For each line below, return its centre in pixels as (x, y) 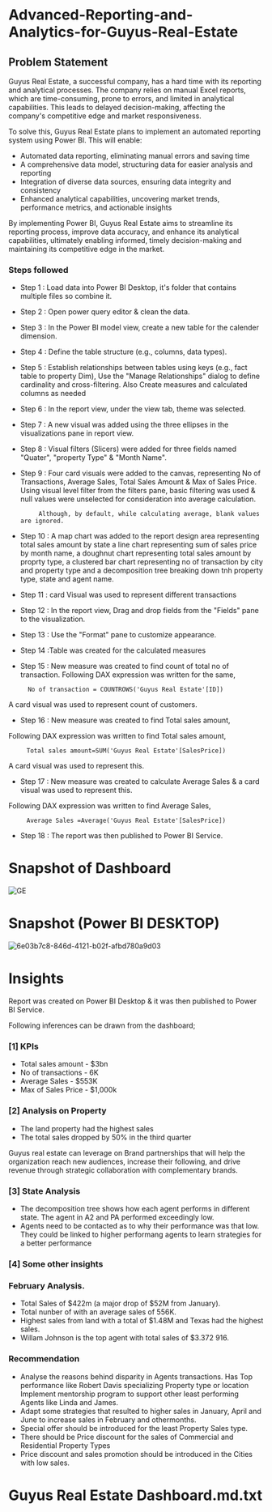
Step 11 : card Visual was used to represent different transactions (128, 595)
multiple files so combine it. (66, 296)
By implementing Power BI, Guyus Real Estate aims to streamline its (121, 223)
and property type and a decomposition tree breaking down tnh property (141, 571)
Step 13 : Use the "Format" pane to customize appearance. (118, 635)
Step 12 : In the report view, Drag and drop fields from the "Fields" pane (139, 611)
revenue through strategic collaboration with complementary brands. (123, 1170)
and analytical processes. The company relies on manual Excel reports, (127, 90)
